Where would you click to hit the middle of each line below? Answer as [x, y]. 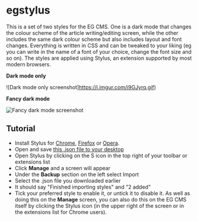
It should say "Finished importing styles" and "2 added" [83, 187]
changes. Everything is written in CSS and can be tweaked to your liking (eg [99, 45]
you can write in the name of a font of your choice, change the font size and [99, 51]
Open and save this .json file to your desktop [69, 149]
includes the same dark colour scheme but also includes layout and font [94, 39]
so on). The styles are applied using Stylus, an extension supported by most [99, 58]
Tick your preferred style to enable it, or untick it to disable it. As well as [102, 193]
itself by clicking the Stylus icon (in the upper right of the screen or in [99, 206]
